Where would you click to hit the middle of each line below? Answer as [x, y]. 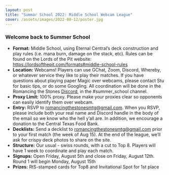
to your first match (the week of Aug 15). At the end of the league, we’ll [87, 134]
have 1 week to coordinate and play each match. [63, 151]
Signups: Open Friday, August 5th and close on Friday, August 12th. [83, 156]
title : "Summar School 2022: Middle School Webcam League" [69, 15]
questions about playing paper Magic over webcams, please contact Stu [88, 80]
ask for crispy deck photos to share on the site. [62, 139]
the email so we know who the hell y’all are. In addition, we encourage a [88, 118]
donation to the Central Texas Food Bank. [56, 124]
